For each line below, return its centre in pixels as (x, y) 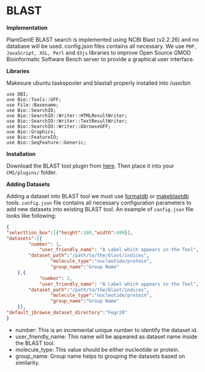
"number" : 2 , (56, 278)
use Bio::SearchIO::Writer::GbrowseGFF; (59, 126)
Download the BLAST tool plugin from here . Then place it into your (90, 166)
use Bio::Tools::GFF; (34, 99)
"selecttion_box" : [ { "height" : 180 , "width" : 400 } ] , (70, 233)
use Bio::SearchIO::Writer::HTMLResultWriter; (67, 115)
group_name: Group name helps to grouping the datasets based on (100, 356)
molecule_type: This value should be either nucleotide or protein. (97, 349)
